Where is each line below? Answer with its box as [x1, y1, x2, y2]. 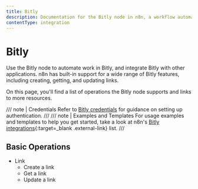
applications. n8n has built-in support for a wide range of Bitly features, [6, 71, 180, 78]
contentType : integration [6, 19, 70, 25]
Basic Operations [6, 142, 71, 152]
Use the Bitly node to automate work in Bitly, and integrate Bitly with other [6, 64, 186, 71]
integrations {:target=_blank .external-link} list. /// [6, 125, 125, 132]
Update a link [23, 176, 56, 183]
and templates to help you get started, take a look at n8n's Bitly [6, 118, 160, 125]
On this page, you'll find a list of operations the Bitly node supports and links [6, 88, 192, 95]
